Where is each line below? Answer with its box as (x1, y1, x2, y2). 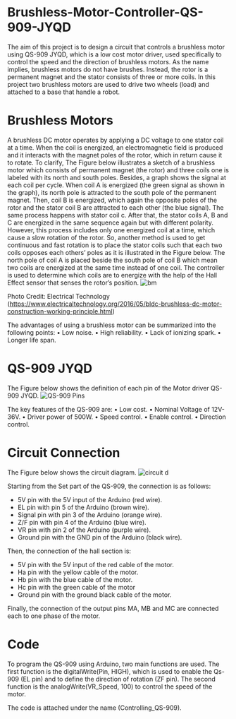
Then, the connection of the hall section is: (7, 547, 132, 555)
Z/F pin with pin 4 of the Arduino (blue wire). (17, 518, 147, 526)
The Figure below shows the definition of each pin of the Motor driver (7, 384, 209, 392)
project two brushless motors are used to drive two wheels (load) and (7, 80, 210, 88)
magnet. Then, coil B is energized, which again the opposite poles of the (7, 196, 218, 204)
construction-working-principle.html (7, 307, 113, 315)
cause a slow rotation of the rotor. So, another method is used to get (7, 233, 206, 242)
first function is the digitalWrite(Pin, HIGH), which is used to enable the (7, 667, 213, 675)
